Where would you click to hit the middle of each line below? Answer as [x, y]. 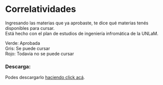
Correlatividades [41, 9]
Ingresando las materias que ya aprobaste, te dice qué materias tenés [77, 23]
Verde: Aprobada [23, 43]
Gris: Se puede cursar [28, 48]
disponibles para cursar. [30, 28]
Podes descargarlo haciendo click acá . [45, 78]
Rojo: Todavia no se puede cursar [40, 54]
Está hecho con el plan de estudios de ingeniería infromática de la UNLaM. [82, 33]
